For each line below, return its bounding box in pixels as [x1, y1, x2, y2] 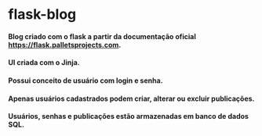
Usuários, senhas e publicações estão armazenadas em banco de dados [8, 112, 249, 121]
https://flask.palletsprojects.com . [8, 40, 122, 49]
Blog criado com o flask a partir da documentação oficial [8, 31, 196, 41]
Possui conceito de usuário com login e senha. [8, 76, 163, 85]
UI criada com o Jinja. [8, 58, 80, 67]
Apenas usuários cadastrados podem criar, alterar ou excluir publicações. [8, 94, 255, 103]
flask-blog [8, 5, 77, 23]
